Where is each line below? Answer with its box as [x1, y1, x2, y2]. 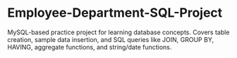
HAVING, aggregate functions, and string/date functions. [7, 43, 172, 51]
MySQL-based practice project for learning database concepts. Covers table [7, 28, 230, 36]
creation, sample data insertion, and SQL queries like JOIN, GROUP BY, [7, 35, 214, 43]
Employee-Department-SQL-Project [7, 5, 223, 21]
